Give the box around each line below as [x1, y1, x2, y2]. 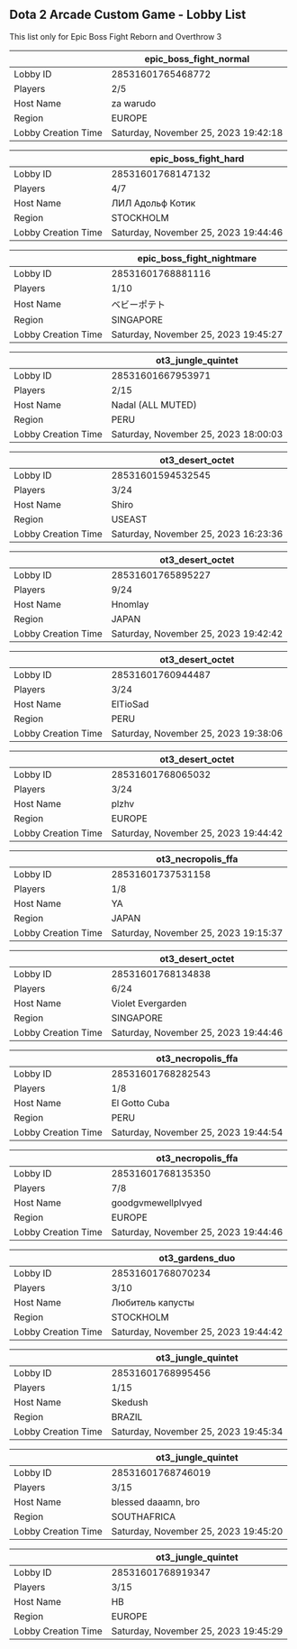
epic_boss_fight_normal [144, 52, 250, 65]
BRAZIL [111, 1410, 143, 1423]
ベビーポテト [111, 298, 166, 310]
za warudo [111, 96, 157, 109]
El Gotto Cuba [111, 1096, 170, 1109]
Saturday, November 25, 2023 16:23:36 [111, 527, 283, 540]
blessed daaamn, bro [111, 1496, 201, 1508]
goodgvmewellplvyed [111, 1196, 202, 1209]
